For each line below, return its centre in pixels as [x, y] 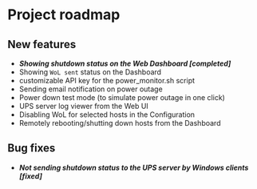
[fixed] [31, 176]
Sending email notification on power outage [91, 89]
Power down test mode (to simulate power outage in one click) [122, 97]
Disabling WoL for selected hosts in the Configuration [107, 115]
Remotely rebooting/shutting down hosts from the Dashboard [120, 123]
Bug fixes [32, 149]
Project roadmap [64, 15]
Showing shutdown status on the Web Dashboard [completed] [125, 63]
